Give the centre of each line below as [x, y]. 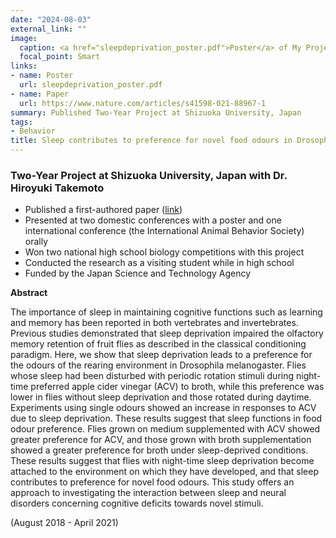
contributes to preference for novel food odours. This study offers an [152, 482]
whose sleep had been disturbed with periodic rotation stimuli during [152, 376]
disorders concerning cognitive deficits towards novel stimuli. [137, 503]
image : [24, 38]
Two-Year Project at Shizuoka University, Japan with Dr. [149, 175]
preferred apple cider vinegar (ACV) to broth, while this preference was [177, 387]
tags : [21, 122]
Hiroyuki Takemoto [57, 188]
